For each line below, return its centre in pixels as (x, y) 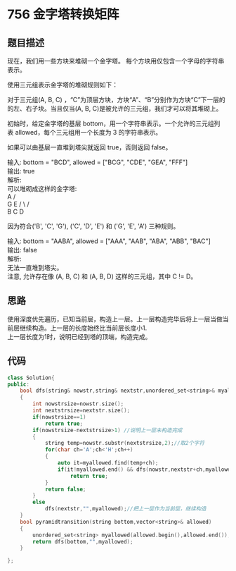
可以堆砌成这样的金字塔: (42, 189)
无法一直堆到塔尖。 (35, 268)
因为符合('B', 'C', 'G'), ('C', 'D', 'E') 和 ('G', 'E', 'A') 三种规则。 (93, 226)
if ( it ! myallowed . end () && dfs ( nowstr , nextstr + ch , (131, 469)
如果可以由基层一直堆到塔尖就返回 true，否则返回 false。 (90, 147)
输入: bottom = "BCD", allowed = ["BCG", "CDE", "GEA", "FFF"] (98, 162)
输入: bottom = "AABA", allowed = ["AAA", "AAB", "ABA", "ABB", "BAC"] (109, 241)
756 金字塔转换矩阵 (63, 14)
